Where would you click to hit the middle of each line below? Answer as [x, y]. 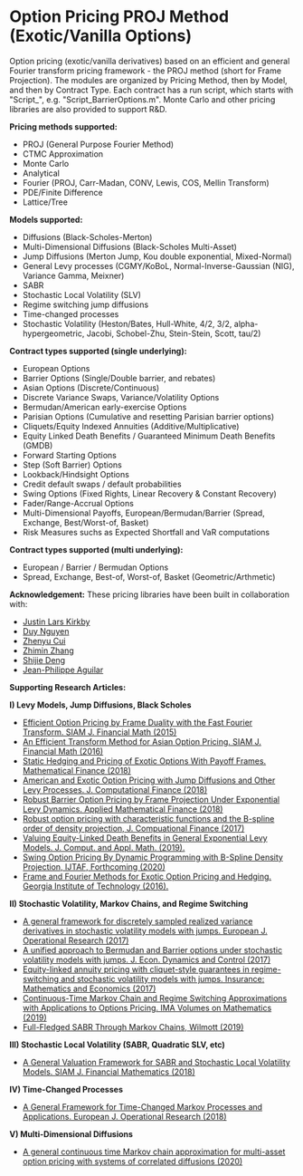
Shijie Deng [44, 660]
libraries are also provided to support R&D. [88, 109]
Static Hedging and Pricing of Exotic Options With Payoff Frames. [144, 761]
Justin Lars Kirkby [56, 622]
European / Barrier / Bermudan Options [95, 567]
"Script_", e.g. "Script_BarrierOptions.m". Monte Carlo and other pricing [142, 99]
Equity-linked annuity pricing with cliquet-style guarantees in [136, 969]
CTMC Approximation [63, 154]
